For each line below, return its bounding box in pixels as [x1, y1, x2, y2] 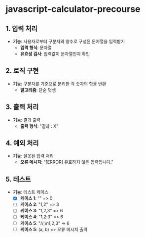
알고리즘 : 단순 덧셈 [20, 87, 56, 93]
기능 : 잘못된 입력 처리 [12, 153, 54, 159]
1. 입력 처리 [5, 24, 37, 33]
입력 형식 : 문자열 [20, 45, 52, 50]
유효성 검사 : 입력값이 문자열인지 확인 [20, 51, 90, 56]
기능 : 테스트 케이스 [12, 189, 49, 195]
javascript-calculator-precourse [5, 3, 141, 15]
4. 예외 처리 [5, 139, 39, 147]
